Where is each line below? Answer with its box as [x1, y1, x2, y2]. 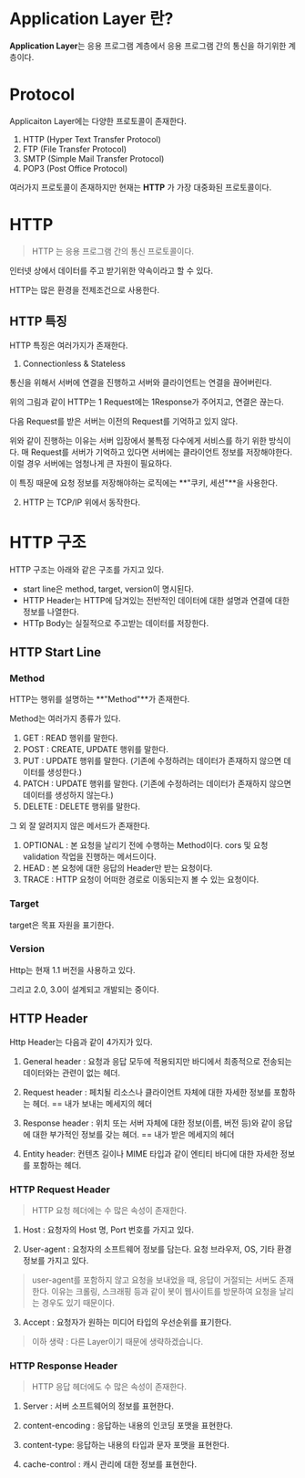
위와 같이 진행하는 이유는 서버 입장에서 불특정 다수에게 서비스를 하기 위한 [9, 435, 267, 445]
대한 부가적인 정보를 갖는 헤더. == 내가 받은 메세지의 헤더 [32, 1128, 235, 1139]
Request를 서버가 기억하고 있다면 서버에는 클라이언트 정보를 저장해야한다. [30, 446, 293, 457]
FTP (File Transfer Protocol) [22, 143, 127, 154]
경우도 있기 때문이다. [41, 1297, 116, 1308]
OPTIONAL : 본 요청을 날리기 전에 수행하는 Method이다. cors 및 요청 [22, 840, 269, 851]
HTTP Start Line [9, 645, 102, 660]
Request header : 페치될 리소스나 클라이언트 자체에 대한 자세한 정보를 [22, 1086, 271, 1097]
